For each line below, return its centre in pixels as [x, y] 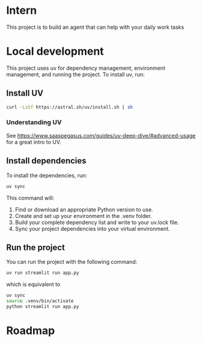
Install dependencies [46, 161]
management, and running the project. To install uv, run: [76, 74]
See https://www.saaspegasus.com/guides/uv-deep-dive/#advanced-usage [101, 135]
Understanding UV [34, 123]
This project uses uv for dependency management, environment [86, 68]
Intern [22, 11]
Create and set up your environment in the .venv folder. [83, 216]
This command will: [30, 198]
